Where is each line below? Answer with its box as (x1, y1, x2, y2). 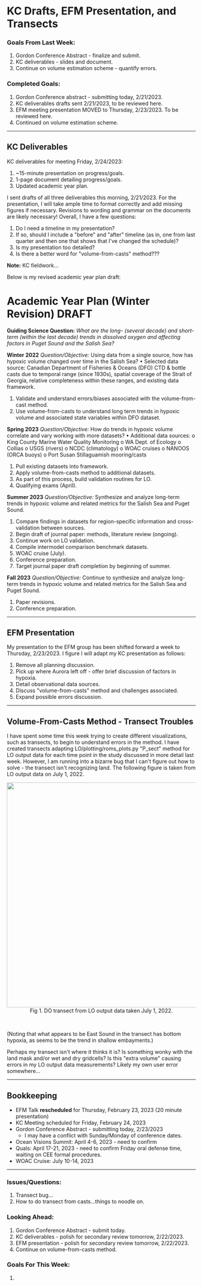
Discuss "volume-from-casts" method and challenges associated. (15, 687, 179, 694)
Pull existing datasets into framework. (15, 462, 108, 470)
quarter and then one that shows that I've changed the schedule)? (15, 237, 179, 244)
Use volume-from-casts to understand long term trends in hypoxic (15, 407, 180, 414)
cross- (177, 518, 194, 525)
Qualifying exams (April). (15, 482, 77, 489)
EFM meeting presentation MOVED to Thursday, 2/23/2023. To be (15, 106, 179, 113)
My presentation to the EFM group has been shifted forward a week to (7, 644, 180, 651)
